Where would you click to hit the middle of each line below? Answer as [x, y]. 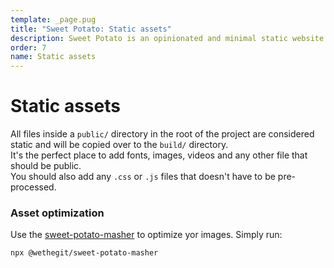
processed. [33, 187]
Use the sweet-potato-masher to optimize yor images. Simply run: [146, 235]
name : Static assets [53, 57]
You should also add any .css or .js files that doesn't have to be [143, 177]
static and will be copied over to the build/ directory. [119, 145]
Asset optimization [57, 213]
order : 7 [28, 47]
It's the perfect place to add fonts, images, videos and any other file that [159, 155]
